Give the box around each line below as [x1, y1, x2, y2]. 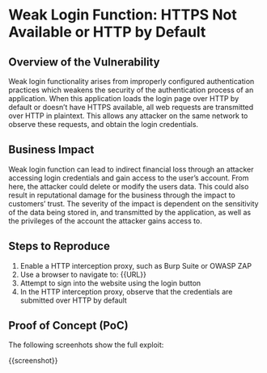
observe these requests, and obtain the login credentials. [8, 120, 199, 129]
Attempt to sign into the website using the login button [19, 278, 201, 288]
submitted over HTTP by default [19, 295, 127, 305]
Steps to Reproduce [8, 239, 111, 253]
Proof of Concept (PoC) [8, 319, 129, 333]
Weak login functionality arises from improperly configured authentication [8, 77, 255, 86]
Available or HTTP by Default [8, 23, 206, 41]
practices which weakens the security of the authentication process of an [8, 85, 254, 95]
